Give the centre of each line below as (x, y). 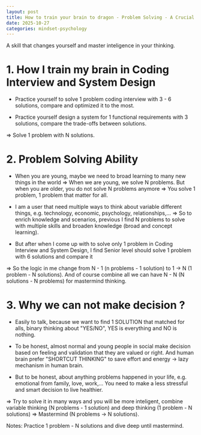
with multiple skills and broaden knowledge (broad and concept (94, 226)
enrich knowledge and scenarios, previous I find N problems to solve (100, 220)
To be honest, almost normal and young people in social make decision (103, 346)
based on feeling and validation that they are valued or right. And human (104, 353)
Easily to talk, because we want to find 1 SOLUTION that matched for (100, 322)
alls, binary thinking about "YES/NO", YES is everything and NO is (96, 328)
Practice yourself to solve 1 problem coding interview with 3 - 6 (93, 99)
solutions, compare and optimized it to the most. (75, 106)
